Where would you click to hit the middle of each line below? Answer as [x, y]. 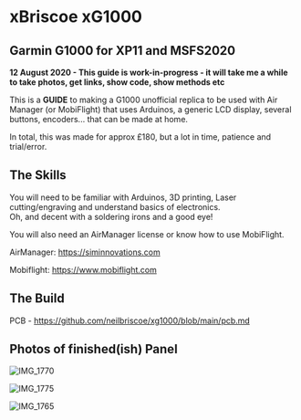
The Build [37, 299]
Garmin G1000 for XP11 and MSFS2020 [122, 51]
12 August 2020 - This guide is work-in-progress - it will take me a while [149, 72]
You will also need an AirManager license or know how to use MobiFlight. [147, 234]
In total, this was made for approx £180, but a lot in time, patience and [140, 137]
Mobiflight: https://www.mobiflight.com [83, 269]
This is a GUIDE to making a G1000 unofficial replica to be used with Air [144, 100]
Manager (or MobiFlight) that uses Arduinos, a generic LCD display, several [150, 110]
